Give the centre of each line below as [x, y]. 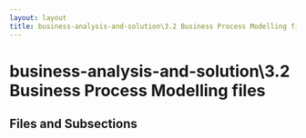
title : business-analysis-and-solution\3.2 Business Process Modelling [148, 26]
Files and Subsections [74, 124]
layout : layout [38, 18]
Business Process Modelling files [138, 90]
